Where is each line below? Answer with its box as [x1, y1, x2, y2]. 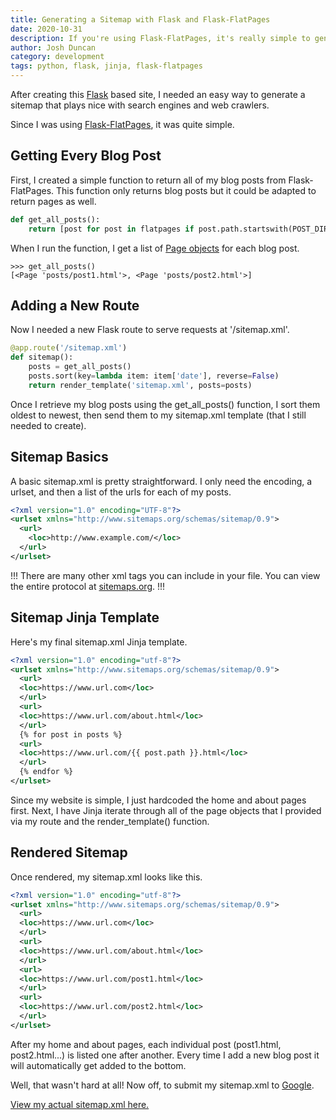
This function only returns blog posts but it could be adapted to [56, 184, 317, 196]
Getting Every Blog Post [10, 147, 162, 165]
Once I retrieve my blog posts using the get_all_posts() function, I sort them [10, 398, 321, 410]
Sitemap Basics [10, 449, 109, 466]
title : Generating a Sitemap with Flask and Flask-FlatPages [10, 14, 271, 25]
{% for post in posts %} [19, 729, 123, 740]
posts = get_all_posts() [28, 362, 132, 372]
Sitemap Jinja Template [10, 609, 160, 626]
